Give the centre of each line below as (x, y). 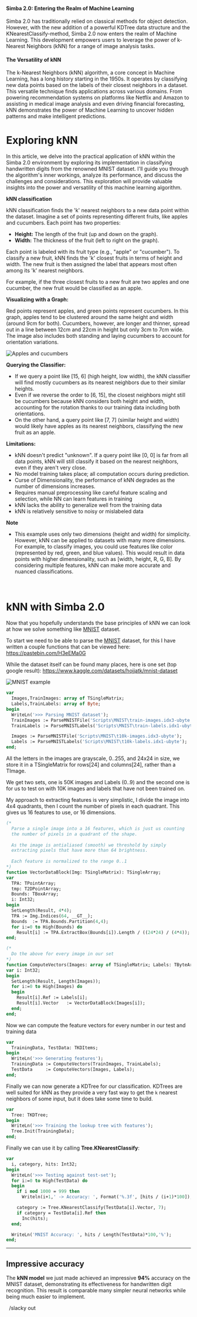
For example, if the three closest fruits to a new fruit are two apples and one (98, 282)
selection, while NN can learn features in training (74, 499)
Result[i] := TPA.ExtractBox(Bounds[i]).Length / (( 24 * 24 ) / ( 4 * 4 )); (103, 932)
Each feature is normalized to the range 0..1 (69, 861)
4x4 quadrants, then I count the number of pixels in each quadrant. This (93, 806)
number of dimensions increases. (55, 486)
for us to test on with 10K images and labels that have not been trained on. (96, 789)
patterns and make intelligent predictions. (56, 116)
